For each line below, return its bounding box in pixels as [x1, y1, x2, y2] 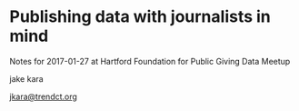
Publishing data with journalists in [9, 6, 271, 27]
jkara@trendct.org [9, 91, 77, 102]
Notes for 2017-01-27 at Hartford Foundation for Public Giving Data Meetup [9, 55, 291, 66]
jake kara [9, 73, 44, 84]
